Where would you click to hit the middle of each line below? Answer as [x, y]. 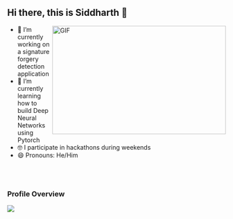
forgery [28, 59]
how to [27, 103]
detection [31, 66]
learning [29, 96]
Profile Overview [36, 193]
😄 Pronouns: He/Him [48, 155]
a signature [33, 51]
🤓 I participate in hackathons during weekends [84, 147]
